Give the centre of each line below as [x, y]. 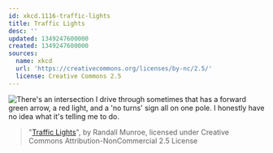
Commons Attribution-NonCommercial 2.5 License [113, 140]
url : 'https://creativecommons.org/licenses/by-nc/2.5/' [114, 69]
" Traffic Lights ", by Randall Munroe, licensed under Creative [129, 132]
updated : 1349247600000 [49, 38]
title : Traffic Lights [47, 23]
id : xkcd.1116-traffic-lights [60, 16]
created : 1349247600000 [49, 46]
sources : [23, 53]
